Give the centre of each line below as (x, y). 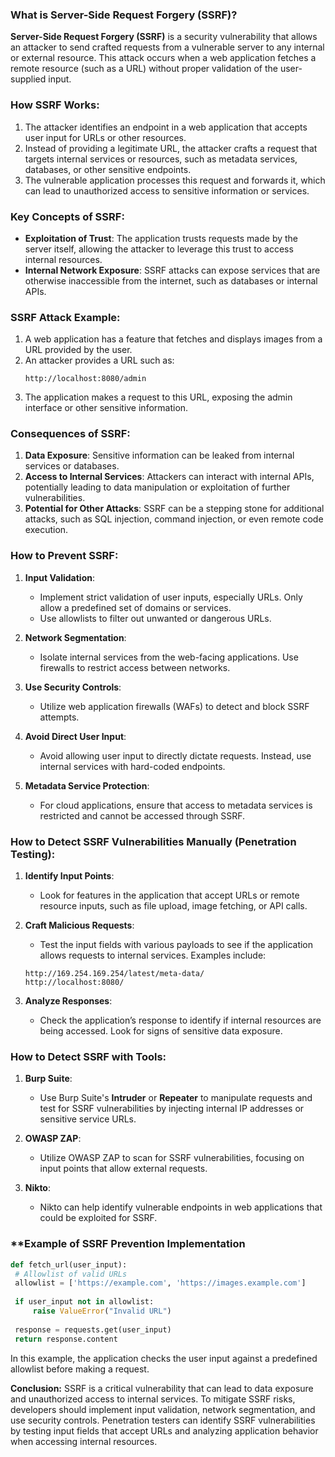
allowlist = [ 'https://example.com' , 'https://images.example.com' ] (160, 1283)
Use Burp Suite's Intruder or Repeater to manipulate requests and (176, 1098)
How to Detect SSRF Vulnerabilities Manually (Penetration (153, 841)
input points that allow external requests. (123, 1169)
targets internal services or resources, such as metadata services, (161, 159)
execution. (46, 530)
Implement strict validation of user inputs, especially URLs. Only (171, 597)
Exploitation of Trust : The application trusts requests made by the (161, 238)
